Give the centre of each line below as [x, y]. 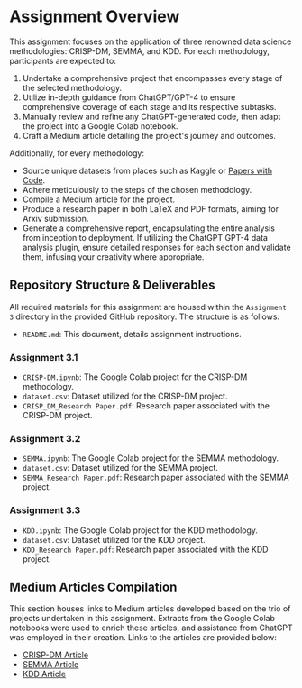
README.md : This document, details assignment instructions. [132, 334]
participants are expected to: [63, 60]
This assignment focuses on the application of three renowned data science [151, 41]
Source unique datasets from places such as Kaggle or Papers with [147, 170]
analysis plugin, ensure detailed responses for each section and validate [156, 247]
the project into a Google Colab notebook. [100, 126]
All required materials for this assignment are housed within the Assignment [148, 307]
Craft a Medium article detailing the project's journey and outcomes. [149, 135]
